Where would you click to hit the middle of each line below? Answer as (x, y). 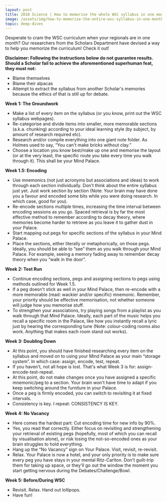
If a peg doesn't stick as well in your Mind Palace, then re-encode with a (86, 290)
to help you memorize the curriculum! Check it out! (57, 48)
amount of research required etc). (47, 134)
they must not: (21, 69)
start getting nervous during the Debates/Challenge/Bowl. (72, 471)
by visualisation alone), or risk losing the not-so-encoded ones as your (85, 439)
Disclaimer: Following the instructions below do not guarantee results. (79, 58)
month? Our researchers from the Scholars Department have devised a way (83, 43)
